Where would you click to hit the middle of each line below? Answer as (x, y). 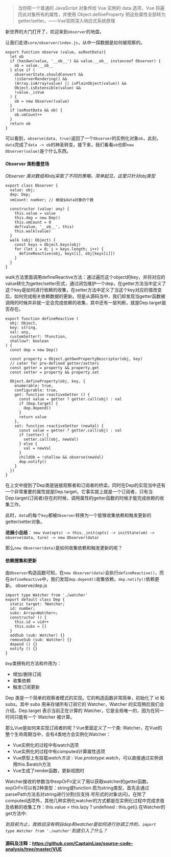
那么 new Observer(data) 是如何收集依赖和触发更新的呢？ (64, 548)
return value (33, 417)
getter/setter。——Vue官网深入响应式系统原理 (66, 21)
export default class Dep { (35, 600)
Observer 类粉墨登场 (27, 163)
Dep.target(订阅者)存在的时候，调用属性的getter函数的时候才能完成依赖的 (82, 498)
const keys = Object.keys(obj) (48, 245)
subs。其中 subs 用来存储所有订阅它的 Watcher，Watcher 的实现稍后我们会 (85, 704)
